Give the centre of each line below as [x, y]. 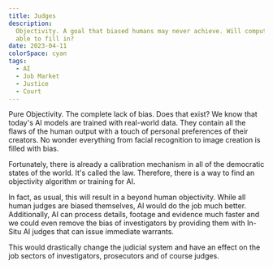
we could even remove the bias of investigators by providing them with [127, 223]
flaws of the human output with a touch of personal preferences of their [128, 131]
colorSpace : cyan [38, 53]
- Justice [32, 83]
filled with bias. [34, 149]
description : [30, 23]
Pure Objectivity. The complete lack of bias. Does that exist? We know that [133, 114]
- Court [29, 91]
